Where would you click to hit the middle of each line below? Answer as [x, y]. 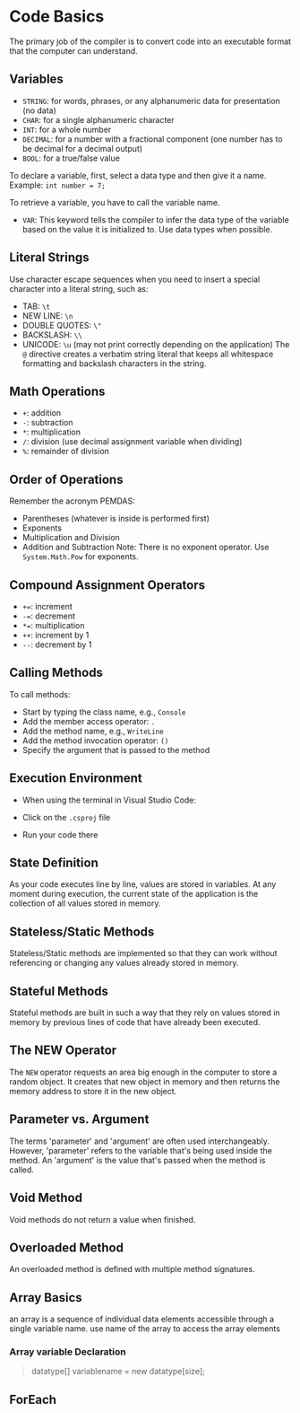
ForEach [33, 1399]
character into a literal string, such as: [79, 288]
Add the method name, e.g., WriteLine [93, 731]
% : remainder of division [66, 452]
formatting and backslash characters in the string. [114, 363]
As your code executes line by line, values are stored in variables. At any [143, 884]
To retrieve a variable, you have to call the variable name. [115, 202]
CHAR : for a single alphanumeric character [98, 119]
